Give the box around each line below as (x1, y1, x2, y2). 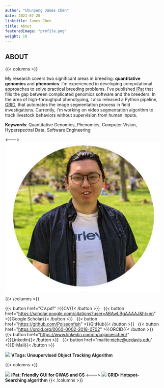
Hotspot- (120, 372, 139, 378)
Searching (5, 377, 27, 383)
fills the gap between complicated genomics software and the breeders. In (5, 91, 156, 97)
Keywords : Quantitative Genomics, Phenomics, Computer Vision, (5, 121, 137, 128)
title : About (5, 24, 32, 29)
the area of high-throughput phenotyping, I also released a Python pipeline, (5, 96, 158, 102)
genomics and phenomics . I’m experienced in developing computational (5, 80, 153, 86)
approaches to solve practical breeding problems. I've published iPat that (5, 86, 153, 92)
